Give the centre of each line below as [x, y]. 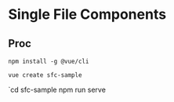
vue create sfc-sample [45, 75]
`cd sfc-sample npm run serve [57, 89]
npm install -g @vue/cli [49, 61]
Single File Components [87, 15]
